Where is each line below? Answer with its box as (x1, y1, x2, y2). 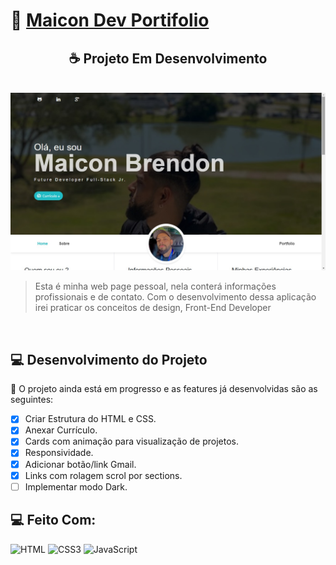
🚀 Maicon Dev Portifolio (10, 9, 210, 32)
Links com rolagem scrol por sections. (24, 469, 183, 481)
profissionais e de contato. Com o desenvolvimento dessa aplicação (34, 291, 317, 303)
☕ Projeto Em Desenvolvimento (68, 50, 268, 67)
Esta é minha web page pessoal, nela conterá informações (34, 280, 277, 293)
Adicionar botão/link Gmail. (24, 458, 137, 470)
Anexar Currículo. (24, 424, 98, 436)
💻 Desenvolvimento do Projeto (10, 351, 208, 368)
